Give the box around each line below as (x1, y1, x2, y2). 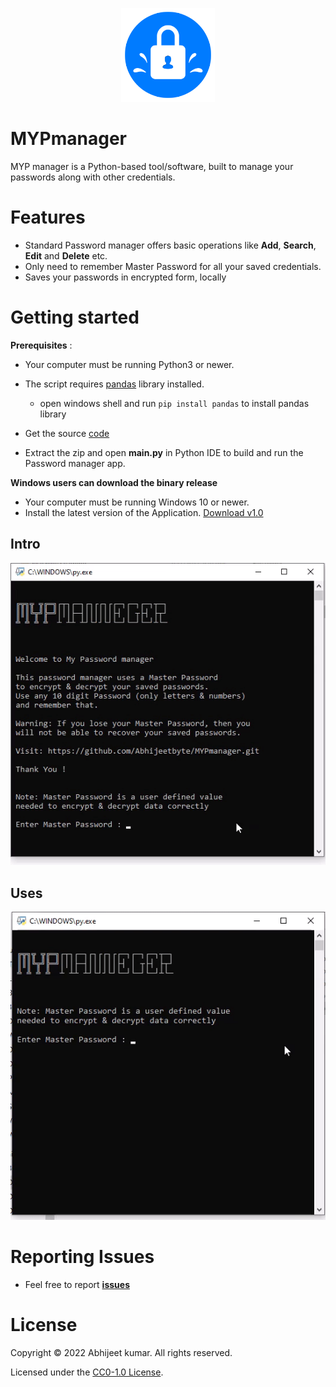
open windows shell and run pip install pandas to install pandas (39, 397, 310, 409)
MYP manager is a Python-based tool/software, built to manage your (10, 160, 294, 172)
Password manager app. (24, 457, 126, 469)
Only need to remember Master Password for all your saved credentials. (24, 260, 322, 272)
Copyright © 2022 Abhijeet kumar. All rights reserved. (10, 1346, 233, 1358)
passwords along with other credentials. (10, 171, 176, 183)
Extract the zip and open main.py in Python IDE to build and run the (24, 446, 304, 458)
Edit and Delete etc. (24, 249, 108, 262)
